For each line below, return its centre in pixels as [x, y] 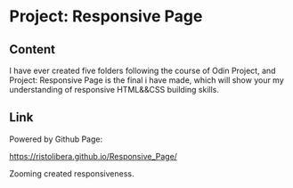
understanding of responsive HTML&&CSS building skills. [114, 90]
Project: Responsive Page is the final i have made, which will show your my [147, 80]
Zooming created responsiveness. [72, 173]
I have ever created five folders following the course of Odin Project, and [142, 70]
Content [33, 49]
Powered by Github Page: [56, 139]
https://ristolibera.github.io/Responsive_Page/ [94, 156]
